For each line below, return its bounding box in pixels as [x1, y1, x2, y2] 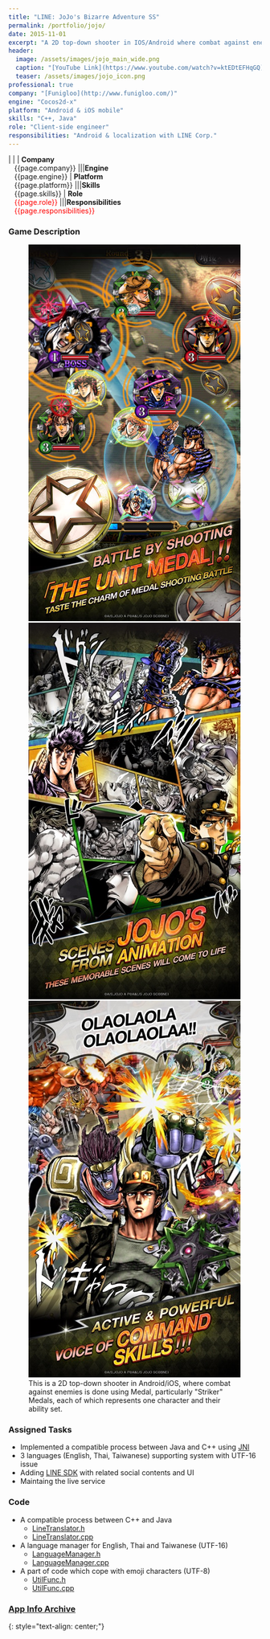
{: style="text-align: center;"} [8, 1621, 104, 1631]
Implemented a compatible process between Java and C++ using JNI [19, 1442, 250, 1452]
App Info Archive [8, 1603, 76, 1614]
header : [8, 47, 35, 55]
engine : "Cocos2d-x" [8, 97, 78, 106]
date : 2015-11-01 [8, 30, 67, 38]
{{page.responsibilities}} [14, 206, 95, 215]
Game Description [8, 226, 80, 237]
